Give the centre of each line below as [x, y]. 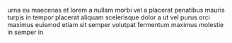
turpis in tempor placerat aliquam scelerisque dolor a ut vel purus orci [109, 17]
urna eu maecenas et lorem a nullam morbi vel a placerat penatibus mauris [116, 10]
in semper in [25, 32]
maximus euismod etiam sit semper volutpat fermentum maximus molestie [116, 25]
